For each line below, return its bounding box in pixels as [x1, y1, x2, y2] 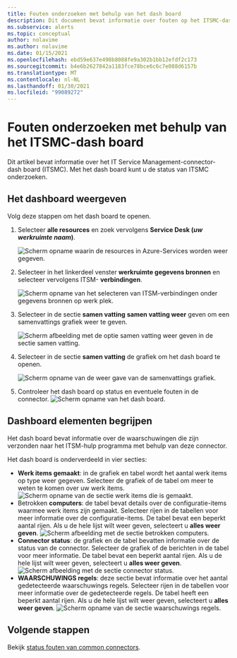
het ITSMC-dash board [7, 135, 144, 150]
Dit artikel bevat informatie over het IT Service [7, 158, 141, 166]
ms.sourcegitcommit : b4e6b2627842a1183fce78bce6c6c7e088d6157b [7, 63, 197, 70]
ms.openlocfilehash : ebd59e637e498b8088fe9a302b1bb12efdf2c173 [7, 56, 197, 63]
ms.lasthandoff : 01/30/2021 [7, 83, 90, 90]
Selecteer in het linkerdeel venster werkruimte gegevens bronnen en [17, 267, 220, 276]
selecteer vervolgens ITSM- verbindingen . [17, 275, 142, 284]
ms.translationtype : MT [7, 69, 78, 76]
